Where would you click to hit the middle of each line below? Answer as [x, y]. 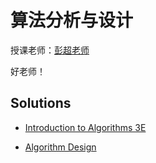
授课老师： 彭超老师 [50, 50]
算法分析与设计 [72, 20]
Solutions [41, 103]
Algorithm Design [60, 147]
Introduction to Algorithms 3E [85, 127]
